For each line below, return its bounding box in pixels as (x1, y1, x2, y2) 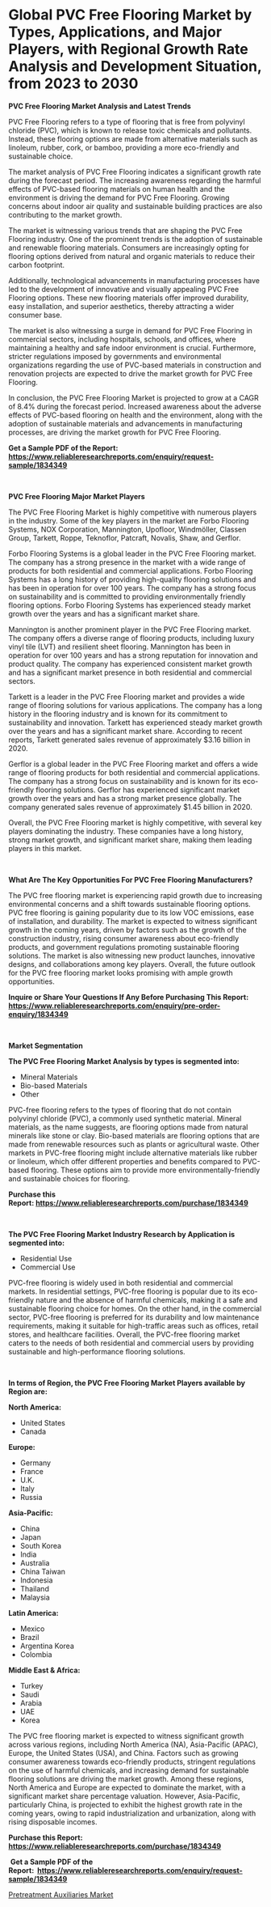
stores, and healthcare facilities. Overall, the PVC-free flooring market (8, 1329, 240, 1339)
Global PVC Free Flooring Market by (8, 6, 252, 24)
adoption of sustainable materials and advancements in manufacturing (8, 418, 244, 428)
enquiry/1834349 (8, 1009, 69, 1019)
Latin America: (8, 1608, 59, 1617)
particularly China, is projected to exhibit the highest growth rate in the (8, 1799, 243, 1809)
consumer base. (8, 310, 63, 320)
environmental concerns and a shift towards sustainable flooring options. (8, 899, 252, 909)
